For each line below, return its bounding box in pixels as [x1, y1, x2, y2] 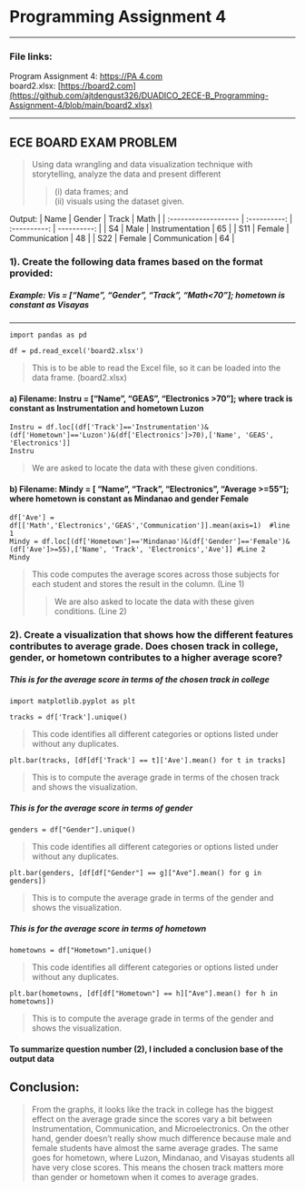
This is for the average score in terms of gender [9, 802, 193, 813]
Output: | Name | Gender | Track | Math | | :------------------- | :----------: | [9, 214, 293, 225]
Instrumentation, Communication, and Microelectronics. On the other [31, 1123, 290, 1134]
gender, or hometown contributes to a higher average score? [9, 651, 283, 664]
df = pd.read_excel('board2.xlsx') [9, 346, 144, 356]
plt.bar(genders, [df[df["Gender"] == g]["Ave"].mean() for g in [9, 869, 261, 878]
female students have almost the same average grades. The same [31, 1142, 279, 1153]
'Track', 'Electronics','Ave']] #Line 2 [110, 545, 266, 554]
